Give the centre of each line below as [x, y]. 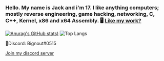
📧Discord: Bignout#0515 [31, 43]
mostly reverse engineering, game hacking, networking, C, [80, 14]
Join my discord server [30, 53]
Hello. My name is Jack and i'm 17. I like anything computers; [82, 8]
